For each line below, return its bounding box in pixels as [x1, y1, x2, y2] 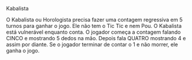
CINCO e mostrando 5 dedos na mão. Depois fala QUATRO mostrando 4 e [6, 35, 186, 41]
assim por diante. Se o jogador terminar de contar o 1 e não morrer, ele [6, 41, 178, 48]
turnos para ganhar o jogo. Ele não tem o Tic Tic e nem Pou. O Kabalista [6, 23, 182, 29]
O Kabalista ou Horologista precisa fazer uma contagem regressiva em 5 [6, 16, 183, 23]
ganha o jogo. [6, 47, 40, 54]
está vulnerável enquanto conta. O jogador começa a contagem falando [6, 29, 181, 36]
